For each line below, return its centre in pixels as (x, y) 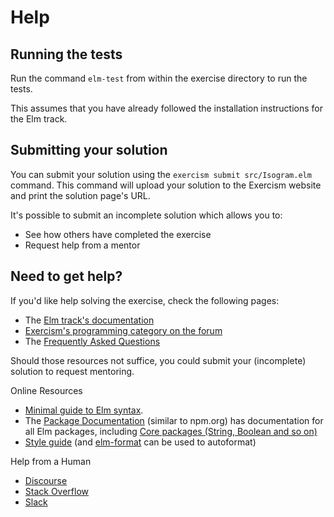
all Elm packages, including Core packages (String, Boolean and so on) (171, 431)
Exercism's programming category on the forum (123, 330)
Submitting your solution (89, 150)
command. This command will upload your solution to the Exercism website (166, 185)
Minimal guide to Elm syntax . (84, 410)
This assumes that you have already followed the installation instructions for (166, 108)
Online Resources (46, 390)
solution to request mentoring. (72, 371)
